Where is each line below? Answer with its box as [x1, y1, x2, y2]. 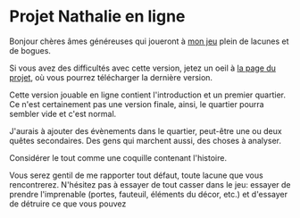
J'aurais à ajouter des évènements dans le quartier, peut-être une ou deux [9, 125, 283, 136]
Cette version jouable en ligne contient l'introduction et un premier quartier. [9, 89, 287, 100]
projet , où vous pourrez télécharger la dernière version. [9, 71, 212, 82]
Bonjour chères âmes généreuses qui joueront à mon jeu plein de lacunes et [9, 36, 289, 46]
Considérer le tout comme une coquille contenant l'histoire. [9, 152, 228, 163]
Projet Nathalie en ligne [9, 6, 186, 27]
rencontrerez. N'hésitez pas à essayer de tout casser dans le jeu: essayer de [9, 179, 291, 189]
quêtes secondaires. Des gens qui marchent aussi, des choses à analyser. [9, 135, 282, 146]
